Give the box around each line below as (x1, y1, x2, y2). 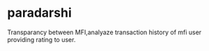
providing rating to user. (7, 35, 76, 43)
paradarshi (7, 5, 72, 21)
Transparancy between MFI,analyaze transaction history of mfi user (7, 28, 202, 36)
